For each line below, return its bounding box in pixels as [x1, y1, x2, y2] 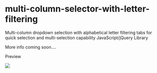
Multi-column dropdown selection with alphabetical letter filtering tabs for [5, 29, 152, 35]
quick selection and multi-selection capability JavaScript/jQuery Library [5, 35, 148, 41]
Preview [5, 53, 21, 59]
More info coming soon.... [5, 44, 57, 50]
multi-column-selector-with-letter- [5, 3, 150, 15]
